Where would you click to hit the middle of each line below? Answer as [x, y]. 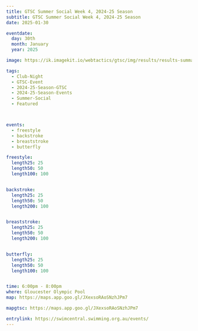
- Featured [25, 104]
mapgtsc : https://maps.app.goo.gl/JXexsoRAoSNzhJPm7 [72, 308]
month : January [30, 44]
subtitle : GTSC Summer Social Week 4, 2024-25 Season [74, 17]
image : [14, 60]
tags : [13, 71]
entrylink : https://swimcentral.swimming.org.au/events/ [77, 319]
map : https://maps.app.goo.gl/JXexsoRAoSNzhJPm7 [67, 298]
